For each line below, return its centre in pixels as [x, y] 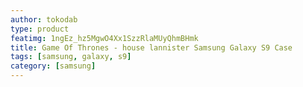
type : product [40, 29]
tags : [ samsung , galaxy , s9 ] [71, 57]
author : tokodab [44, 19]
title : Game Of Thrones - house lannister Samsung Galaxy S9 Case [151, 47]
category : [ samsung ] [53, 66]
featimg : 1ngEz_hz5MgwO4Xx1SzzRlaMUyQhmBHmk [104, 38]
